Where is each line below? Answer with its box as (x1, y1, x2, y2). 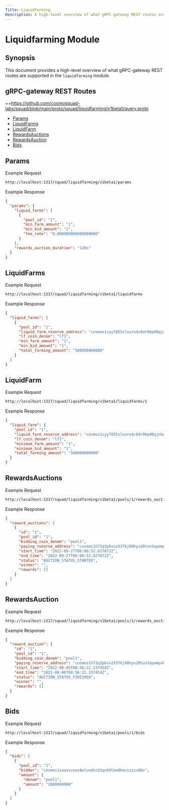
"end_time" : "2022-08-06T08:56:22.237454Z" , (14, 670, 109, 675)
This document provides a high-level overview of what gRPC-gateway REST (5, 67, 163, 73)
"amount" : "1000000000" (23, 782, 73, 787)
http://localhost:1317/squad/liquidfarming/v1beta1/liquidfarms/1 (5, 399, 147, 404)
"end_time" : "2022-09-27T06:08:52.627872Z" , (18, 553, 114, 558)
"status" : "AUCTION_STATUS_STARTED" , (18, 558, 98, 563)
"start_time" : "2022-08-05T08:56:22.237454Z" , (14, 665, 114, 670)
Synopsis (5, 54, 35, 62)
